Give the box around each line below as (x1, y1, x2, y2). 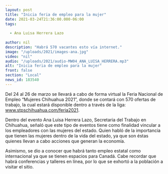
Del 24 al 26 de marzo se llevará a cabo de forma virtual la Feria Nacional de (5, 91, 163, 97)
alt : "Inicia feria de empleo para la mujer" (5, 63, 102, 68)
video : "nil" (5, 54, 33, 59)
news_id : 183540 (5, 77, 39, 82)
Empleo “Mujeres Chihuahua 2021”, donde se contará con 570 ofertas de (5, 96, 156, 102)
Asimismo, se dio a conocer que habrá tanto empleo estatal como (5, 147, 141, 153)
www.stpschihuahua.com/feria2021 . (5, 107, 80, 113)
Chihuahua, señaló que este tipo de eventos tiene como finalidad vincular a (5, 122, 160, 128)
